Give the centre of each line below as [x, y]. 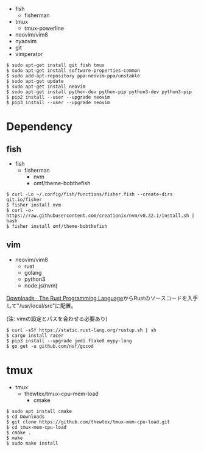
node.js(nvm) [41, 285]
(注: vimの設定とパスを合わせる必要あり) [57, 319]
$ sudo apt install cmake [39, 411]
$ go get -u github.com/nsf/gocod [50, 346]
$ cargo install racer [35, 335]
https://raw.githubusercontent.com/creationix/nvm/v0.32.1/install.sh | [100, 216]
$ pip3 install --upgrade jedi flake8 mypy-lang [69, 341]
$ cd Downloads [26, 417]
